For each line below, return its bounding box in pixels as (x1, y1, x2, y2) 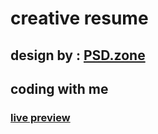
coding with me (10, 80, 109, 97)
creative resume (10, 7, 149, 30)
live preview (10, 110, 71, 124)
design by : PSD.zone (10, 47, 146, 64)
